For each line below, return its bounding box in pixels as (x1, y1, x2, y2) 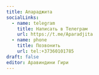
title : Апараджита (6, 8, 53, 15)
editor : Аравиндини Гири (6, 59, 69, 65)
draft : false (6, 54, 39, 60)
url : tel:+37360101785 (17, 48, 74, 54)
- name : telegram (11, 20, 56, 26)
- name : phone (11, 37, 47, 43)
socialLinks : (6, 15, 39, 21)
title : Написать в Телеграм (17, 25, 88, 32)
